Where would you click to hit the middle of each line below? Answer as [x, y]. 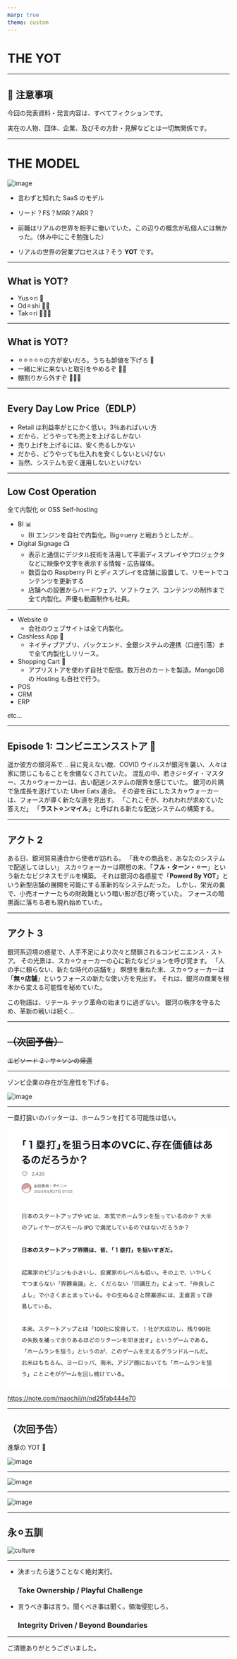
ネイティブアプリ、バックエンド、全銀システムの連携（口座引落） [123, 645]
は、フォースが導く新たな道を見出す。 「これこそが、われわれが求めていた [116, 800]
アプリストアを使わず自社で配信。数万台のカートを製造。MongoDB [126, 670]
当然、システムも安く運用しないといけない [79, 462]
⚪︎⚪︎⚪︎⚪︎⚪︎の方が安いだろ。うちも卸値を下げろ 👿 [86, 360]
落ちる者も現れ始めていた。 [66, 902]
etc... [15, 716]
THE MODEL [43, 164]
